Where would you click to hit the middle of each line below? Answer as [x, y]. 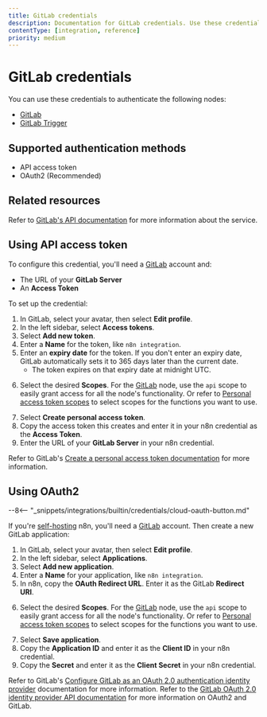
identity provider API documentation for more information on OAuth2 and [128, 698]
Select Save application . [60, 640]
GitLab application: [39, 535]
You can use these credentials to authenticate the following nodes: [117, 99]
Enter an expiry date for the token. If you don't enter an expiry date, [131, 353]
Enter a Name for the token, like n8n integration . [100, 344]
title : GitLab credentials [53, 16]
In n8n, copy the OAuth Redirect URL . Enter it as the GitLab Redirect [132, 584]
